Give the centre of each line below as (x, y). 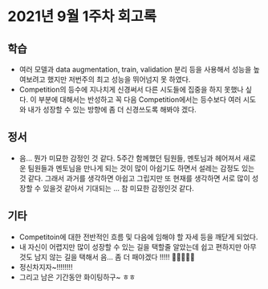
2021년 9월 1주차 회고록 (82, 16)
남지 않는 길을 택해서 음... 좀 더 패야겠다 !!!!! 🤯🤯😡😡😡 (115, 257)
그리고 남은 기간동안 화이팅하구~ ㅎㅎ (77, 277)
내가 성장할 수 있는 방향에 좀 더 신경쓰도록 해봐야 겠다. (112, 110)
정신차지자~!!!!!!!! (46, 267)
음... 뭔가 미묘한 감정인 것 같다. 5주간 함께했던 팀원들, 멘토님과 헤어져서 (130, 158)
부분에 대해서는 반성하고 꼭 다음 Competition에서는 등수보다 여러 (140, 100)
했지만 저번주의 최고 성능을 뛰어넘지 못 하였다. (119, 79)
